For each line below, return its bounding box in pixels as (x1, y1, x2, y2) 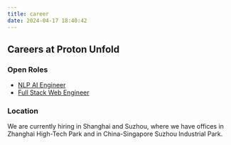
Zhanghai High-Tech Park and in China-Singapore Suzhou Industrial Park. (7, 129, 223, 139)
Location (7, 106, 39, 116)
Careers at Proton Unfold (7, 43, 120, 55)
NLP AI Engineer (17, 81, 66, 90)
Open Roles (7, 65, 48, 75)
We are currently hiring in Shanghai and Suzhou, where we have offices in (7, 122, 224, 131)
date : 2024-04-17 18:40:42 (7, 17, 87, 24)
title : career (7, 10, 50, 18)
